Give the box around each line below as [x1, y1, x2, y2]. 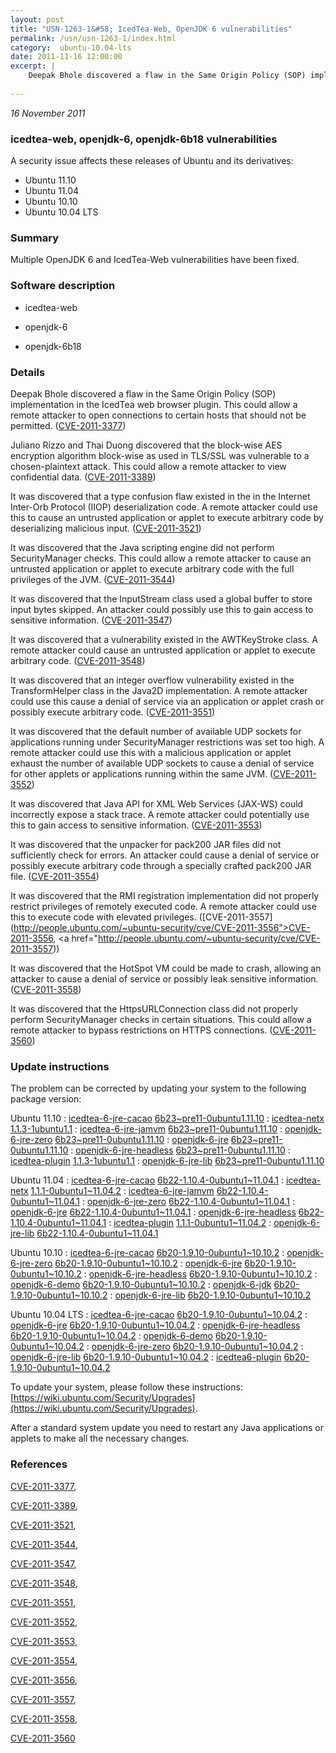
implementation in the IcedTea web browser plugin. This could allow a [10, 398, 298, 410]
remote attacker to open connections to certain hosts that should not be [10, 409, 307, 421]
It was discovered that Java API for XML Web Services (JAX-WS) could [10, 797, 304, 810]
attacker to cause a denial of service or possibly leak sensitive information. [10, 972, 319, 985]
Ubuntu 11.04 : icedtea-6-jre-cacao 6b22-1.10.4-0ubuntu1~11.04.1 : [10, 1174, 285, 1186]
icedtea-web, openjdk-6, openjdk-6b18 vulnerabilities [10, 132, 278, 146]
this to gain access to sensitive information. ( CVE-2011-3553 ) [10, 819, 263, 831]
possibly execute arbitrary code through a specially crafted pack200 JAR [10, 859, 312, 871]
